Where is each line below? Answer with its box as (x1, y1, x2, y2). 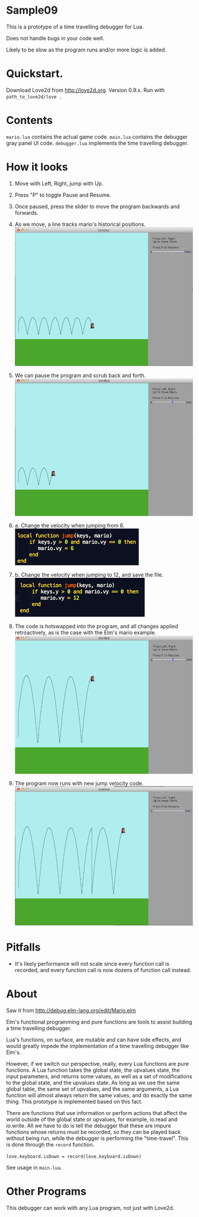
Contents (6, 114, 53, 127)
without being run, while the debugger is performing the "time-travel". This (6, 1135, 188, 1142)
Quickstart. (6, 67, 63, 81)
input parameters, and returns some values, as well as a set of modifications (6, 1072, 192, 1079)
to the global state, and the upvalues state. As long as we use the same (6, 1079, 180, 1086)
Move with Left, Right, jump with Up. (14, 180, 104, 187)
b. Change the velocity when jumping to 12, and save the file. (14, 571, 164, 578)
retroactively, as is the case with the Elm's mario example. (14, 629, 156, 636)
